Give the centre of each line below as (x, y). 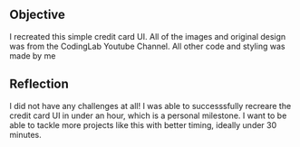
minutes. (26, 134)
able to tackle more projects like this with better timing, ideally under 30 (143, 124)
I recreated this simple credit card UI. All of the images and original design (148, 36)
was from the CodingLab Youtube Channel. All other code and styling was (147, 46)
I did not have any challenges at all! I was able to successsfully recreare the (150, 106)
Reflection (39, 84)
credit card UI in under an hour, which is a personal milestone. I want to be (148, 115)
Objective (38, 15)
